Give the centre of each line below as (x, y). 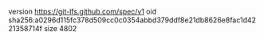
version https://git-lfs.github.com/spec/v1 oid (83, 12)
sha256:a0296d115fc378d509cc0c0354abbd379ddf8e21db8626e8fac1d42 (132, 20)
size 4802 (60, 28)
